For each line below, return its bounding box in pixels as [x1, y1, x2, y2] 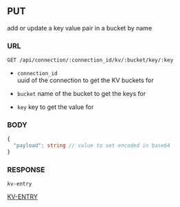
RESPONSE [7, 165, 45, 175]
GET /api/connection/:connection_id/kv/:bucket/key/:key [7, 57, 174, 64]
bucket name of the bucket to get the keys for [16, 90, 146, 98]
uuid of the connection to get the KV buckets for [16, 76, 154, 85]
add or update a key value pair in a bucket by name [7, 23, 153, 32]
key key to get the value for [16, 103, 94, 111]
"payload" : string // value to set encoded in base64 [13, 142, 170, 149]
